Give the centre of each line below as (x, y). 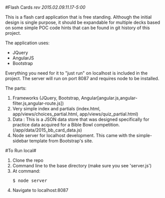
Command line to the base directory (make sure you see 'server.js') (82, 166)
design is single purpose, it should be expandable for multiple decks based (83, 22)
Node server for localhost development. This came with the (74, 135)
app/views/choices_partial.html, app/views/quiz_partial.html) (75, 114)
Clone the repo (28, 160)
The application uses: (28, 43)
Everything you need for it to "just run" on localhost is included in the (76, 73)
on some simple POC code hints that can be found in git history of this (78, 28)
